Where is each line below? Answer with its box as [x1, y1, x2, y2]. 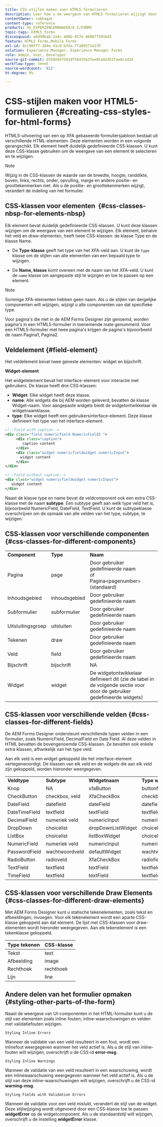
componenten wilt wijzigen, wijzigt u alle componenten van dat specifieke [5, 302, 153, 307]
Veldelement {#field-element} [5, 346, 98, 354]
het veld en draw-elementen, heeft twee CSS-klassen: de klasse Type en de [5, 232, 157, 239]
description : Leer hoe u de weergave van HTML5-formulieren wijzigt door [5, 12, 158, 17]
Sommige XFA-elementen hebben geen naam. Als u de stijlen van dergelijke [5, 296, 157, 302]
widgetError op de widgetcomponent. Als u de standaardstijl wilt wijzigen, [5, 1111, 154, 1117]
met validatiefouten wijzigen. [5, 1021, 63, 1027]
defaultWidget [88, 848, 121, 855]
